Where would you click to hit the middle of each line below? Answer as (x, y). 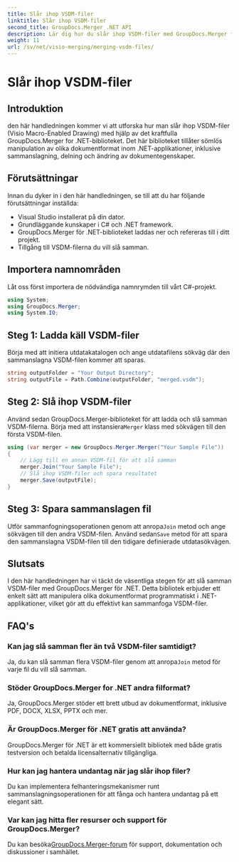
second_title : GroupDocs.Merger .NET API (70, 27)
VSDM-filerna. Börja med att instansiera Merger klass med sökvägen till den (117, 426)
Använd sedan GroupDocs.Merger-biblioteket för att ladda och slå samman (117, 419)
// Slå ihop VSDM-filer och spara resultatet (89, 474)
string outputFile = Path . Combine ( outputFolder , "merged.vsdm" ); (106, 379)
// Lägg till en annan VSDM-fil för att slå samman (98, 460)
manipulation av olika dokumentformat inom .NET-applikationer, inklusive (114, 148)
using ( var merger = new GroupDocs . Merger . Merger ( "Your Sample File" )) (116, 447)
